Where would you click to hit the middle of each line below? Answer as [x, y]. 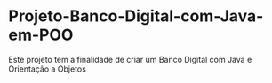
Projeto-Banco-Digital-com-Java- [136, 16]
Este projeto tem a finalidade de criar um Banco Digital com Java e [130, 59]
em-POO [41, 35]
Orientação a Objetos [47, 69]
